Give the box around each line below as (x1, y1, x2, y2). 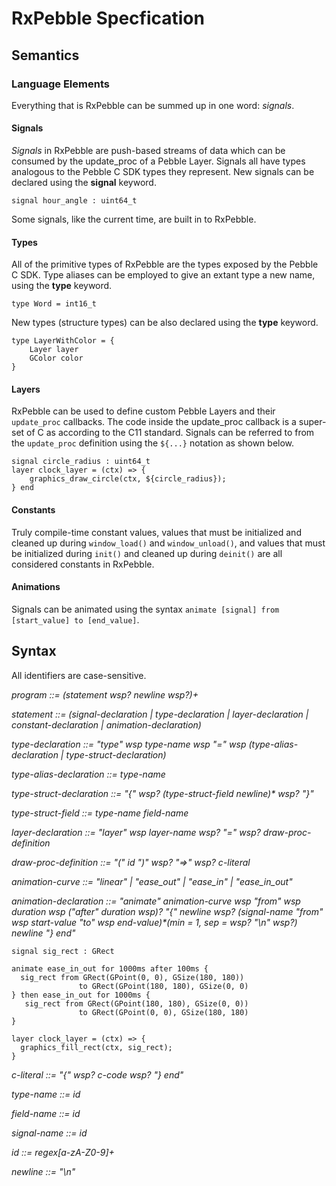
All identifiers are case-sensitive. (11, 669, 147, 681)
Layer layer (29, 345, 79, 355)
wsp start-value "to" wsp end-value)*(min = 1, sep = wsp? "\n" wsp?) (11, 916, 298, 928)
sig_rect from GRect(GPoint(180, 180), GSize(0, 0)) (24, 998, 249, 1009)
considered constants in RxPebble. (11, 558, 155, 570)
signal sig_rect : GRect (11, 946, 115, 956)
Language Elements (11, 77, 110, 91)
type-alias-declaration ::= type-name (11, 768, 166, 780)
